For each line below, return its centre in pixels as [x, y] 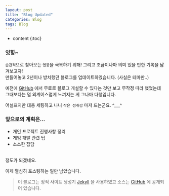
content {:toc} [27, 38]
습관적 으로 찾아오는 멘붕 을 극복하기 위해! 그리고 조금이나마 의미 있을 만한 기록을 [82, 64]
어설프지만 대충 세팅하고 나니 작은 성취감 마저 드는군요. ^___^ [64, 105]
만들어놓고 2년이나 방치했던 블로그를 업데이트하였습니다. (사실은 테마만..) [77, 77]
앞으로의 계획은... [25, 120]
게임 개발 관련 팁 [29, 138]
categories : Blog [24, 19]
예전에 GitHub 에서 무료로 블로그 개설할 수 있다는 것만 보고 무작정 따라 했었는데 [83, 88]
